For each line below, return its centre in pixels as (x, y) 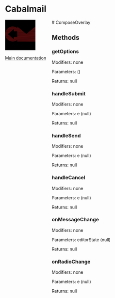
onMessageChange (75, 220)
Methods (66, 38)
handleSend (66, 136)
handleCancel (68, 177)
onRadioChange (71, 262)
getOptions (65, 52)
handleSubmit (69, 93)
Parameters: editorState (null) (81, 240)
